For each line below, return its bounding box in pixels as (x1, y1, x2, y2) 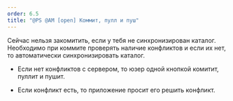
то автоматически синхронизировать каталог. (7, 50, 146, 60)
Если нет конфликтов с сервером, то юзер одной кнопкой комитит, (17, 65, 219, 73)
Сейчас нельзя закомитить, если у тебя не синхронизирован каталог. (7, 36, 216, 44)
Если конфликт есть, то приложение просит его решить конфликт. (17, 86, 216, 94)
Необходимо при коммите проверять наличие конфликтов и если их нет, (7, 43, 226, 52)
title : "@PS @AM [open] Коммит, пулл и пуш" (7, 17, 139, 24)
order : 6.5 (7, 10, 39, 18)
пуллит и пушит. (17, 72, 65, 81)
